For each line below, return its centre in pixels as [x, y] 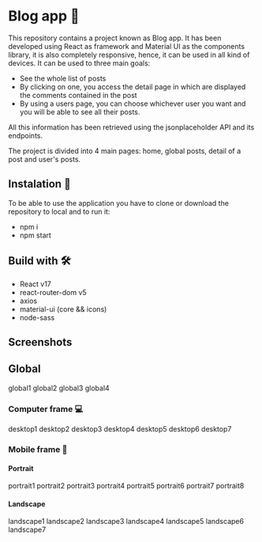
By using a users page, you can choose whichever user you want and [133, 103]
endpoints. [26, 135]
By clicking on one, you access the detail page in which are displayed [133, 87]
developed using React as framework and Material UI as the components [127, 46]
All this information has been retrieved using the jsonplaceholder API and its [131, 127]
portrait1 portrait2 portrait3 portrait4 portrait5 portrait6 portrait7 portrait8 [126, 486]
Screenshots [40, 342]
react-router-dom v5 [53, 292]
